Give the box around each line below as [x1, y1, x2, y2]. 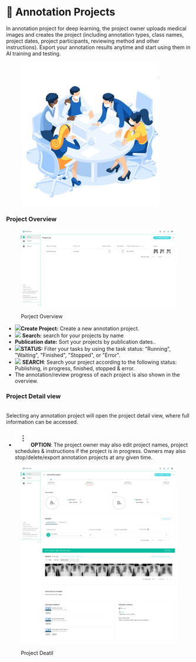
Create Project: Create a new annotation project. [20, 325, 139, 332]
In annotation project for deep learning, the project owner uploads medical [6, 25, 187, 32]
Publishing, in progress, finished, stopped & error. [14, 365, 135, 372]
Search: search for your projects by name [22, 332, 124, 339]
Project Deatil [21, 649, 54, 656]
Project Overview [6, 215, 57, 223]
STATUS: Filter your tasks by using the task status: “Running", [20, 345, 171, 353]
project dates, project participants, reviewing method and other [6, 37, 160, 44]
